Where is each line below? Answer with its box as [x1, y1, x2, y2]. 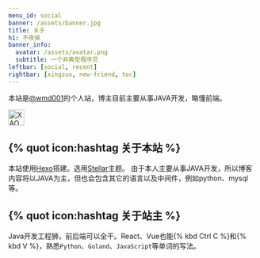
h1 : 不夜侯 [8, 33, 41, 42]
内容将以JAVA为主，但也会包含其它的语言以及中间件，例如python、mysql [8, 173, 248, 183]
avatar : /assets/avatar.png [15, 48, 109, 56]
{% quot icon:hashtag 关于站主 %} [8, 209, 181, 222]
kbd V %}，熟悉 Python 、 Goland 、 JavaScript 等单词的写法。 [8, 241, 201, 251]
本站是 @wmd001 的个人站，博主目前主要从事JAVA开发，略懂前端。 [8, 93, 227, 103]
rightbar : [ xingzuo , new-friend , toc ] [8, 70, 136, 78]
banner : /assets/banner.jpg [8, 19, 101, 27]
